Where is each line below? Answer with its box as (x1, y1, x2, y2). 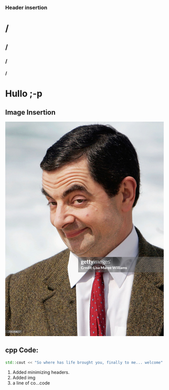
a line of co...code (12, 380, 50, 386)
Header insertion (5, 4, 48, 11)
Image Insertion (5, 108, 56, 117)
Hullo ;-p (5, 88, 43, 99)
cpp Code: (5, 346, 39, 355)
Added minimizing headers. (12, 369, 70, 375)
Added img (12, 374, 36, 380)
